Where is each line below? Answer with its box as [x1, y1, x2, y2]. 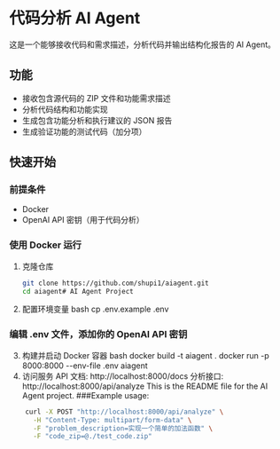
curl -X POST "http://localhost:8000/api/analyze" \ [25, 407, 224, 416]
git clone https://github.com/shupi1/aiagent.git [21, 279, 210, 288]
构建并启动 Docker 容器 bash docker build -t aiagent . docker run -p [21, 350, 269, 360]
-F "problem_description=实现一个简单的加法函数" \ [32, 423, 214, 433]
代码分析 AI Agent [9, 8, 141, 28]
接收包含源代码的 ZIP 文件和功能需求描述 [21, 92, 171, 103]
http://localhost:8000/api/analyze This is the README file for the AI [21, 381, 268, 391]
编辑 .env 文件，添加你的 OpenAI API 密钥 [9, 328, 188, 341]
